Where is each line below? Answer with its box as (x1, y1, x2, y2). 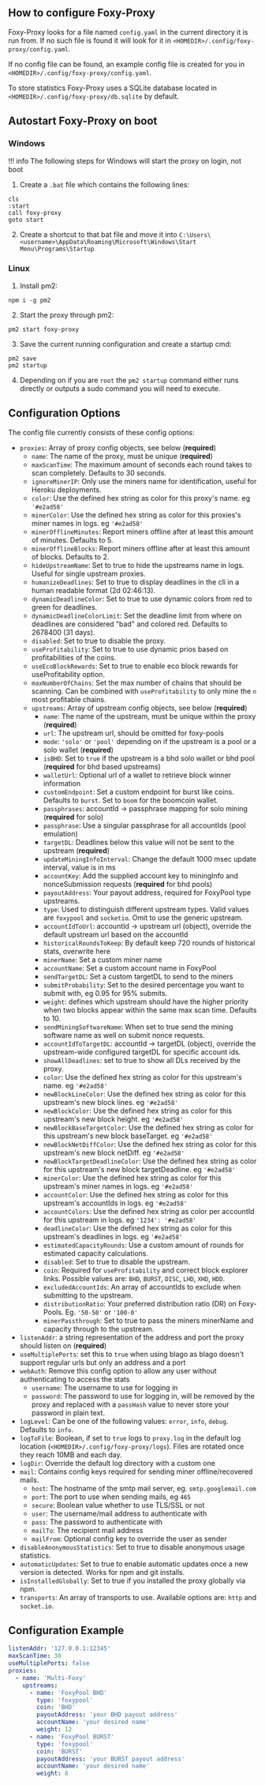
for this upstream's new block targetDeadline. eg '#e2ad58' (43, 1164, 236, 1174)
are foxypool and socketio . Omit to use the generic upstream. (43, 912, 244, 923)
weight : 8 (36, 1769, 69, 1778)
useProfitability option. (31, 669, 105, 678)
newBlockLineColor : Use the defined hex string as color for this (43, 1089, 247, 1099)
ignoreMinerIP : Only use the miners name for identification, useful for (31, 476, 257, 486)
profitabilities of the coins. (31, 652, 117, 662)
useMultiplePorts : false (8, 1659, 90, 1667)
